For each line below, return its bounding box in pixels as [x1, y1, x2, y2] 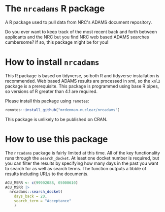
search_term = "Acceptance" [14, 199, 71, 204]
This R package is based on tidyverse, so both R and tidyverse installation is [5, 72, 160, 79]
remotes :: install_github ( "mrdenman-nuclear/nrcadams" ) [5, 107, 120, 112]
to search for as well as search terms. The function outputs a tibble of [5, 165, 147, 171]
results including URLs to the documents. [5, 171, 89, 177]
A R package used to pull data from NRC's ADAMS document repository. [5, 19, 152, 25]
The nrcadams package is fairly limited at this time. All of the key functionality [5, 150, 160, 155]
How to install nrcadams [5, 57, 99, 68]
